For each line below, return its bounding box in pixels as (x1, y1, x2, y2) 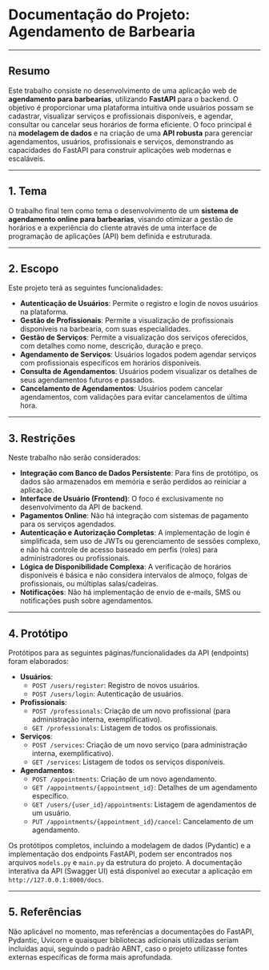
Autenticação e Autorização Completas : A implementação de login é (19, 528, 251, 537)
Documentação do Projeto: (8, 6, 191, 24)
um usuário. (31, 808, 72, 818)
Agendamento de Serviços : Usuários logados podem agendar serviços (19, 350, 257, 360)
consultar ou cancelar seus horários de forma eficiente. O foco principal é (8, 119, 252, 129)
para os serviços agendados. (19, 519, 116, 529)
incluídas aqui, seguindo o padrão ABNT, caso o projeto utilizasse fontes (8, 944, 248, 953)
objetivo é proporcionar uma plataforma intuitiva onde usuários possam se (8, 103, 254, 112)
